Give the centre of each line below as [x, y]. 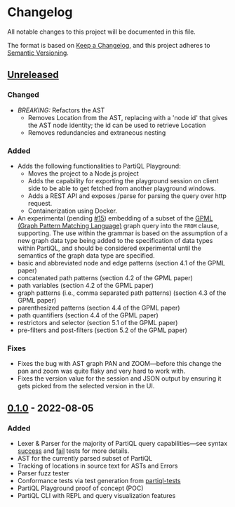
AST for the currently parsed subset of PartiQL [85, 458]
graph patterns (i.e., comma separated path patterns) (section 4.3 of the [122, 293]
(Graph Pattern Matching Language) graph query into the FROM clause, [118, 225]
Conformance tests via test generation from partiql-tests [99, 480]
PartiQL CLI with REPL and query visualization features [96, 495]
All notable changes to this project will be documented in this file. [102, 32]
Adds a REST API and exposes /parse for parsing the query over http [127, 196]
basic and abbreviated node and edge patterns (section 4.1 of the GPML [121, 263]
